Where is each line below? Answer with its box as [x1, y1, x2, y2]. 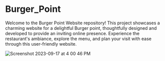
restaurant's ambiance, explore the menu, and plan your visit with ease [5, 36, 152, 42]
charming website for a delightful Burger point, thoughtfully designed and [5, 25, 157, 31]
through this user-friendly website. [5, 41, 77, 47]
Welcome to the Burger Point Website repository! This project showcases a [5, 20, 160, 26]
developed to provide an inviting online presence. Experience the [5, 30, 139, 36]
